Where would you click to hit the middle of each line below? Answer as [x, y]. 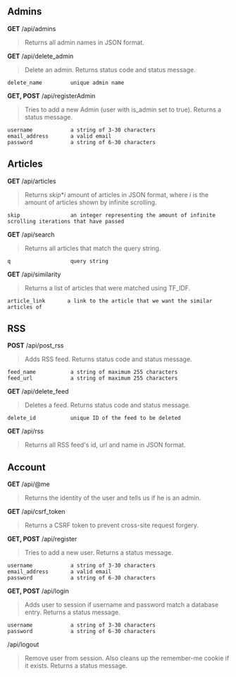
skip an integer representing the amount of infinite [112, 215]
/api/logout [23, 644]
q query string [58, 261]
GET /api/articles [32, 181]
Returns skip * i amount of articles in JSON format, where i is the [117, 194]
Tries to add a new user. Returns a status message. [99, 553]
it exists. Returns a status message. [76, 666]
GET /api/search [31, 234]
